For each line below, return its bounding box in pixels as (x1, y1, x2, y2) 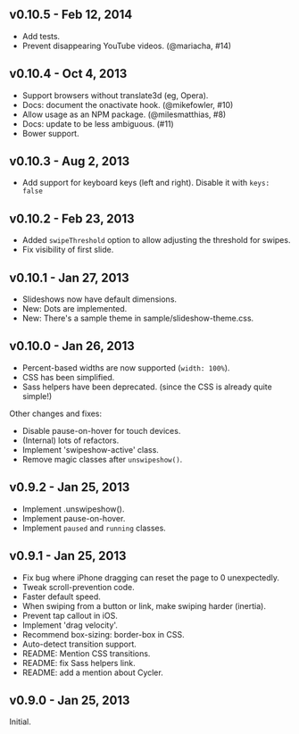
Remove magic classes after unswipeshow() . (21, 454, 183, 464)
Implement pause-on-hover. (21, 513, 126, 523)
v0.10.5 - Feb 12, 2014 (9, 7, 133, 22)
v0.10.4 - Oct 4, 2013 (9, 66, 128, 81)
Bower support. (21, 128, 79, 138)
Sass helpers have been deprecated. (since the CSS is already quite (21, 381, 272, 392)
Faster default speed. (21, 591, 101, 602)
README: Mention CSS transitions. (21, 647, 151, 659)
